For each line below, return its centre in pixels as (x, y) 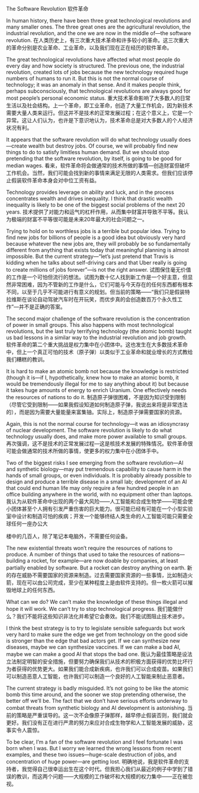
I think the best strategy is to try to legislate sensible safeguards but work (96, 628)
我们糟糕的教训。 (27, 359)
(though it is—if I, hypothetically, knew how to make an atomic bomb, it (92, 378)
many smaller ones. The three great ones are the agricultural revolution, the (98, 27)
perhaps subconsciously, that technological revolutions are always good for (98, 91)
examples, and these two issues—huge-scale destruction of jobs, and (91, 754)
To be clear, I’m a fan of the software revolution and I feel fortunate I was (95, 742)
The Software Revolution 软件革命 (47, 9)
